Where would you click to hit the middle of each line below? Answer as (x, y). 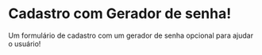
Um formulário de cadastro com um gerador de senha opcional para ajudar (131, 35)
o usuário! (25, 43)
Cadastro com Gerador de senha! (120, 14)
